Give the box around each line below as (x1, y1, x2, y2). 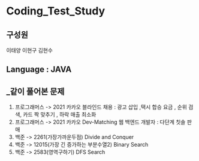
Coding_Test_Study (6, 4, 105, 18)
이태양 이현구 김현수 (6, 47, 53, 53)
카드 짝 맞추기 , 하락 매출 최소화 (23, 111, 97, 118)
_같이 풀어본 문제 (6, 86, 65, 97)
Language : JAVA (6, 64, 72, 74)
